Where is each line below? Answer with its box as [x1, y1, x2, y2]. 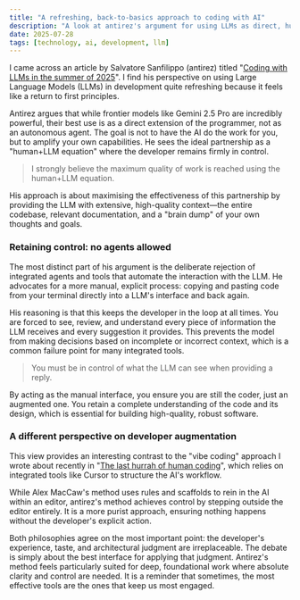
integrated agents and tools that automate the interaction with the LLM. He [9, 271, 283, 281]
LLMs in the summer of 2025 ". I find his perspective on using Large [9, 72, 257, 83]
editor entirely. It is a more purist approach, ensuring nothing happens [9, 505, 267, 516]
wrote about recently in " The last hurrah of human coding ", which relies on [9, 460, 284, 471]
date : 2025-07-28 [9, 29, 74, 38]
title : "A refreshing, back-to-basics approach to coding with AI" [9, 12, 266, 22]
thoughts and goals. [9, 219, 83, 229]
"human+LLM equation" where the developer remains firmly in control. [9, 146, 270, 157]
